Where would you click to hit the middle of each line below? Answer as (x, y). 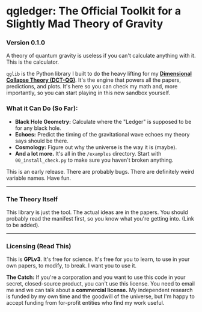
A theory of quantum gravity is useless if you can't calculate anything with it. (101, 56)
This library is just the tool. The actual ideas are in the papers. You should (97, 212)
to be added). (23, 225)
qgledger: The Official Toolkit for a (94, 11)
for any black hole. (38, 128)
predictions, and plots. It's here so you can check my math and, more (92, 87)
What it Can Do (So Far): (42, 108)
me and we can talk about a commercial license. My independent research (100, 290)
